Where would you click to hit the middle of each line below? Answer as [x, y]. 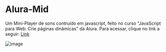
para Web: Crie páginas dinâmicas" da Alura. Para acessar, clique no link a [82, 28]
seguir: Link [17, 34]
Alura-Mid [27, 9]
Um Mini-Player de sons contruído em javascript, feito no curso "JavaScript [83, 23]
